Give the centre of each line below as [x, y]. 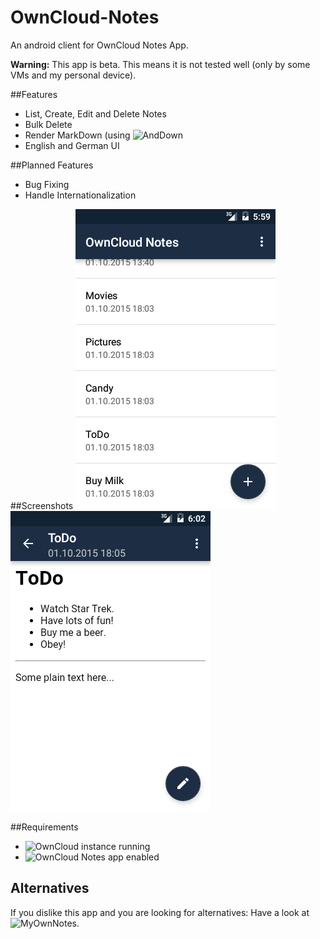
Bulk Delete [48, 124]
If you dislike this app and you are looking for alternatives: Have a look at [160, 912]
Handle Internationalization [80, 195]
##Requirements [44, 827]
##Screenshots [42, 505]
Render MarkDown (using [77, 135]
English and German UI [72, 145]
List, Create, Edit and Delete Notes [95, 113]
